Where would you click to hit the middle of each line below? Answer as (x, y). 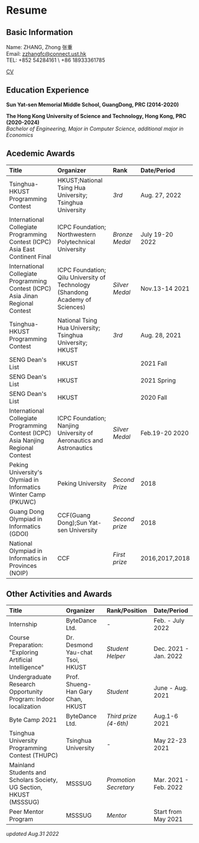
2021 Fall (154, 363)
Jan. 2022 (168, 656)
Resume (27, 10)
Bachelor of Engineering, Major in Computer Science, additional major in (95, 129)
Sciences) (71, 307)
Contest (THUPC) (33, 755)
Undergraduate (30, 677)
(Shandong (73, 292)
